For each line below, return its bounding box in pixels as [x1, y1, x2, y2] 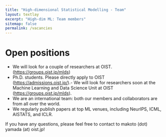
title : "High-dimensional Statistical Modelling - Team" [5, 7, 126, 12]
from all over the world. [12, 101, 61, 107]
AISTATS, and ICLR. [12, 112, 53, 118]
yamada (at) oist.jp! [5, 127, 45, 133]
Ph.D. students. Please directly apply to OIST [12, 74, 105, 80]
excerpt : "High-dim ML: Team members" [5, 16, 86, 21]
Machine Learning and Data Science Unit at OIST [12, 85, 113, 91]
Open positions [5, 47, 70, 59]
